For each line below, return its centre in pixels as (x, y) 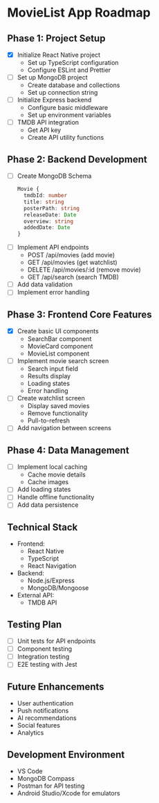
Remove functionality (58, 414)
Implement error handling (53, 293)
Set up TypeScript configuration (73, 63)
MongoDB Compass (46, 778)
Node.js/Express (51, 581)
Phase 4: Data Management (68, 450)
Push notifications (43, 711)
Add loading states (44, 490)
